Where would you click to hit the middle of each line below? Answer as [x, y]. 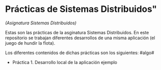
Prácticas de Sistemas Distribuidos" [81, 9]
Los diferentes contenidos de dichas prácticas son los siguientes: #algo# [80, 53]
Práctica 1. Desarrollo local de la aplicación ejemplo [65, 62]
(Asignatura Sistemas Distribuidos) [41, 23]
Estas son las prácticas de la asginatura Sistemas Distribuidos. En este [77, 32]
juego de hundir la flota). [30, 43]
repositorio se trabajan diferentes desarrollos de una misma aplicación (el [80, 38]
